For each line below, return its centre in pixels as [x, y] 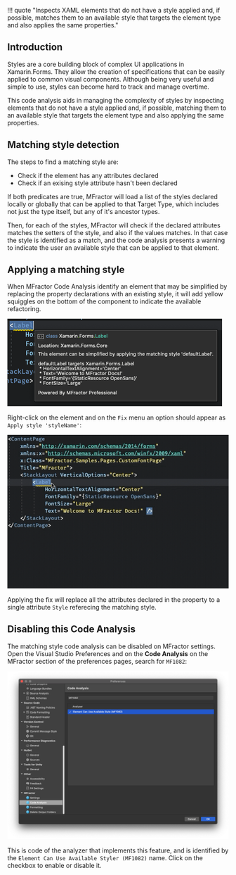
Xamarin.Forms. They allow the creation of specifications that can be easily [116, 71]
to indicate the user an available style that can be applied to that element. [113, 247]
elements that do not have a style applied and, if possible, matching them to [117, 108]
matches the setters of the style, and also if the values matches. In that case [118, 232]
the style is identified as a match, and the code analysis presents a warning [116, 240]
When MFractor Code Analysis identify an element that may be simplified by [117, 287]
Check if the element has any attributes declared [88, 175]
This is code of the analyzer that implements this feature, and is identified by [118, 850]
